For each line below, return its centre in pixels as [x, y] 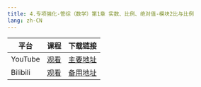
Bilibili [21, 72]
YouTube [25, 59]
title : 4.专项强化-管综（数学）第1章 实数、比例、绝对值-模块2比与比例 [101, 14]
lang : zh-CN [25, 21]
